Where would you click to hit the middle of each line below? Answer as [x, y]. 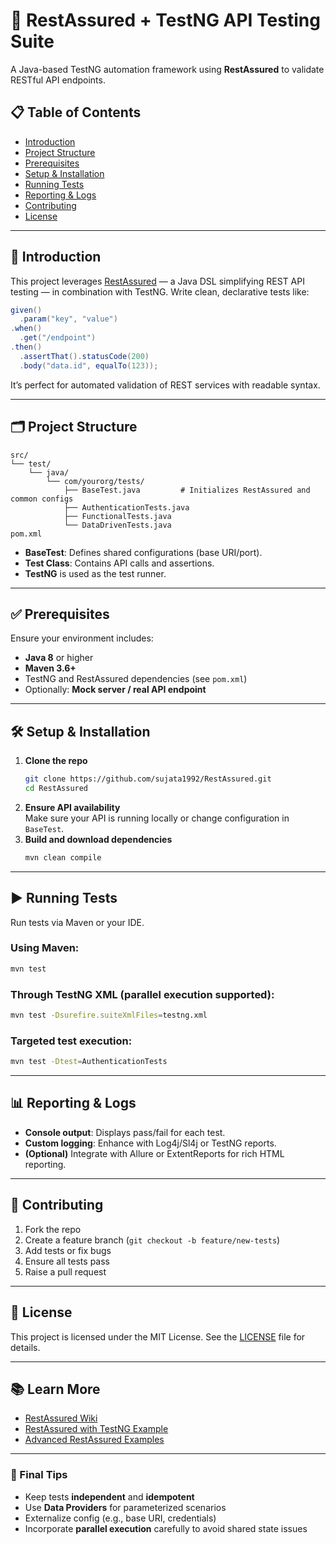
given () [26, 310]
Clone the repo [56, 761]
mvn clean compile [63, 857]
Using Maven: [45, 948]
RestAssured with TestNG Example [96, 1429]
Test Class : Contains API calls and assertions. [119, 563]
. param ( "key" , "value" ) [68, 319]
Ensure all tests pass [67, 1261]
